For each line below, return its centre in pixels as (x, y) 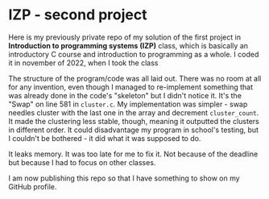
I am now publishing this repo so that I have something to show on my (124, 178)
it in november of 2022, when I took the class (83, 63)
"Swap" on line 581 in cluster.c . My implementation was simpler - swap (128, 104)
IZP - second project (78, 15)
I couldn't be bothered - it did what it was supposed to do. (105, 138)
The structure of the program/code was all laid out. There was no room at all (135, 78)
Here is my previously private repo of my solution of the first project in (125, 37)
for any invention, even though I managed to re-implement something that (131, 87)
